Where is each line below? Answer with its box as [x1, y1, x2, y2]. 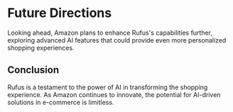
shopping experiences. [7, 43, 75, 52]
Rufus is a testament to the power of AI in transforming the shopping [7, 83, 208, 91]
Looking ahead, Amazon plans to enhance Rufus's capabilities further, [7, 28, 213, 37]
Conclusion [7, 64, 60, 76]
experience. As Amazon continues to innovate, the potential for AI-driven [7, 90, 221, 99]
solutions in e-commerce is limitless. [7, 98, 114, 106]
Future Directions [7, 5, 112, 21]
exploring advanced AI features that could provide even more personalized [7, 35, 227, 44]
